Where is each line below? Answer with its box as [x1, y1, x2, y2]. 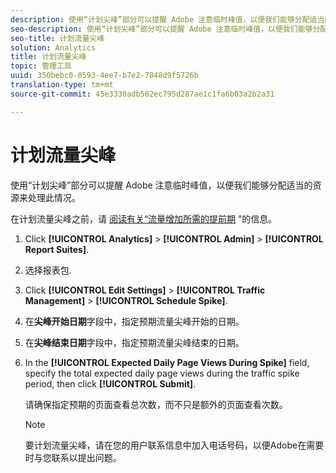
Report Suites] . [24, 243, 90, 255]
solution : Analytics [10, 42, 97, 53]
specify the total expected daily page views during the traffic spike [24, 367, 300, 379]
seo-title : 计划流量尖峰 [10, 33, 105, 43]
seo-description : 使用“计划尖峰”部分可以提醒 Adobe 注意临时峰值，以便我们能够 [10, 24, 313, 34]
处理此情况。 [27, 191, 81, 203]
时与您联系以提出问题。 [24, 451, 122, 463]
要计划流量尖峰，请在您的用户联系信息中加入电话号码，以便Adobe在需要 [24, 439, 325, 451]
